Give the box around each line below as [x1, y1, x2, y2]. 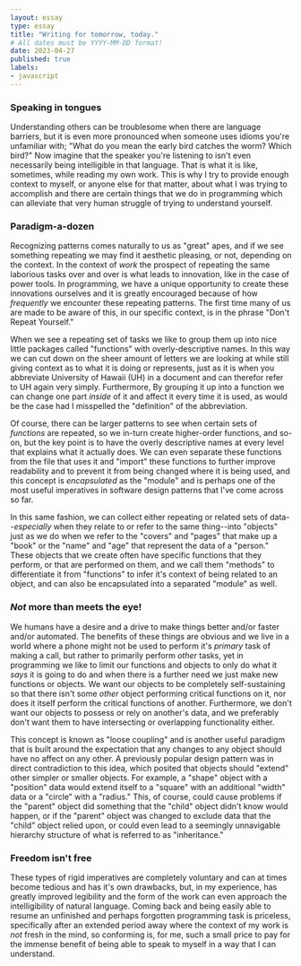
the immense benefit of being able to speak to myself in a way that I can [10, 938, 277, 949]
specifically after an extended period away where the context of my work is [10, 919, 289, 930]
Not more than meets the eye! [10, 601, 142, 614]
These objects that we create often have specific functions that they [10, 550, 262, 561]
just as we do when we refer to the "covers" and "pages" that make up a [10, 531, 278, 542]
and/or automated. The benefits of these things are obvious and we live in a [10, 631, 289, 641]
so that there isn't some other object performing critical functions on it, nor [10, 688, 287, 699]
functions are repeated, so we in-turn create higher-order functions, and [10, 428, 278, 439]
